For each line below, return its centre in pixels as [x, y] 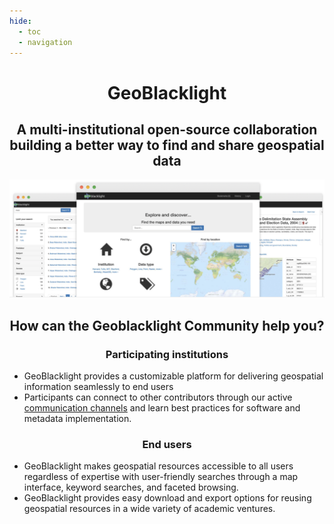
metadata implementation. [77, 419]
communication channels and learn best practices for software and [162, 408]
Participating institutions [167, 354]
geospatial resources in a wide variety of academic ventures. [149, 509]
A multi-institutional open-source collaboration [167, 129]
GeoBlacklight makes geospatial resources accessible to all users [158, 466]
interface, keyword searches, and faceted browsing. [131, 487]
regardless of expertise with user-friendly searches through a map [161, 477]
